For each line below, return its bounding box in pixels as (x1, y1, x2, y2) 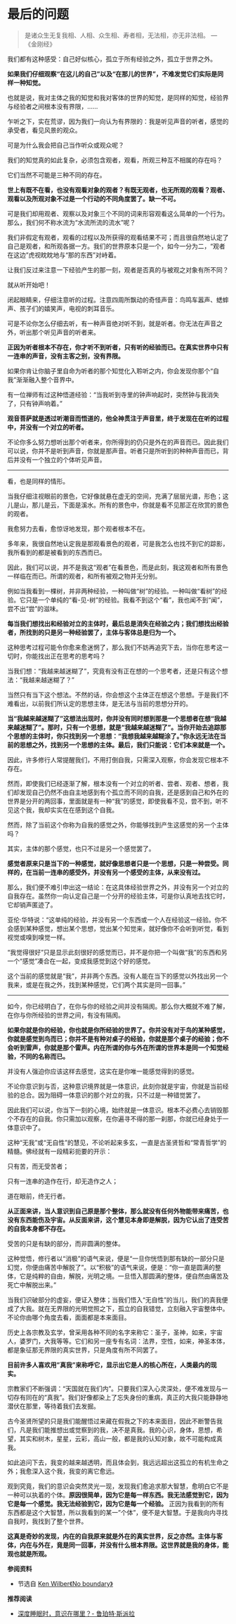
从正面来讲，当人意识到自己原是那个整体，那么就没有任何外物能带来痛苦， (7, 1206, 223, 1215)
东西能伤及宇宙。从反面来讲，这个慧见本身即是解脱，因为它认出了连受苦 (19, 1216, 229, 1224)
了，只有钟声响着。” (7, 399, 63, 408)
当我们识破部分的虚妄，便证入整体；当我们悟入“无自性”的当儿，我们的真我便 (7, 1295, 228, 1304)
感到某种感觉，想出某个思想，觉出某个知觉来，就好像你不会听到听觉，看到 (13, 924, 229, 932)
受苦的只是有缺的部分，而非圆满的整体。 (7, 1239, 124, 1248)
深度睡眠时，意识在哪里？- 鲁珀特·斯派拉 (17, 1609, 136, 1618)
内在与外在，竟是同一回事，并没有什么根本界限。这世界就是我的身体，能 (19, 1540, 229, 1549)
